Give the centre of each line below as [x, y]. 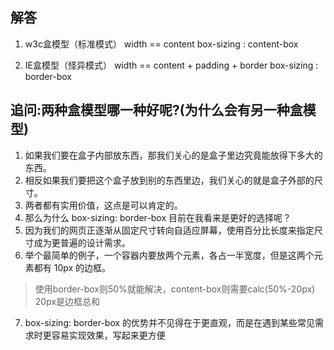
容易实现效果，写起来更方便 [108, 335]
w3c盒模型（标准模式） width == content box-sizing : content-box [161, 44]
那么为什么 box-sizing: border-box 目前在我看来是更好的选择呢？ [158, 217]
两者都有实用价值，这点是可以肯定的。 [103, 205]
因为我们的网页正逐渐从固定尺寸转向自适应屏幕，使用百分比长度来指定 [169, 230]
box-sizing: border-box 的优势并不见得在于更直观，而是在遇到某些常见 [170, 322]
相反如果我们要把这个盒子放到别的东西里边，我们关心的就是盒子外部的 [169, 180]
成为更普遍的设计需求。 [82, 242]
